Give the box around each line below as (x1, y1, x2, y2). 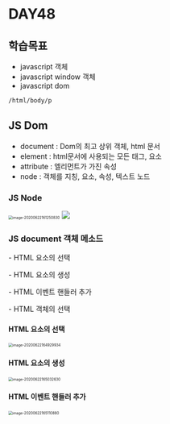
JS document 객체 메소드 (8, 233, 104, 244)
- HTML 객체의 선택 (8, 304, 71, 314)
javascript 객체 (19, 62, 68, 71)
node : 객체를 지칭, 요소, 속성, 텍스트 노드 (19, 171, 151, 181)
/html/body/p (8, 97, 52, 105)
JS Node (8, 192, 43, 203)
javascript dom (19, 81, 70, 90)
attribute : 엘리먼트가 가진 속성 (19, 161, 117, 171)
